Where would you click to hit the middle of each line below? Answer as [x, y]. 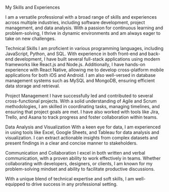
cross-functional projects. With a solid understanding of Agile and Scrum [81, 101]
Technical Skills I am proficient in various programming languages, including [84, 48]
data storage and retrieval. [33, 86]
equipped [15, 184]
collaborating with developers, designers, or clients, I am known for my [79, 163]
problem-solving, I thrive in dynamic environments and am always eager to [83, 33]
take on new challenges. [31, 38]
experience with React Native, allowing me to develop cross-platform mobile [84, 70]
